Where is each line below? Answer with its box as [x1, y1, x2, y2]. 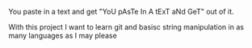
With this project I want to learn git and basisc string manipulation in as [8, 22, 245, 31]
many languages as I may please [8, 31, 117, 40]
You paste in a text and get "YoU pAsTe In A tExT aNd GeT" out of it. [8, 7, 234, 16]
